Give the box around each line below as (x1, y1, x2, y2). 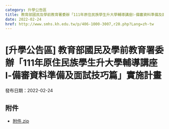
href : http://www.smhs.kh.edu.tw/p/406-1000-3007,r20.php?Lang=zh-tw (5, 21, 154, 27)
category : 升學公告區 (5, 7, 47, 13)
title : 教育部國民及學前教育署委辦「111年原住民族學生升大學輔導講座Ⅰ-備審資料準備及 (5, 12, 162, 17)
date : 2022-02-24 (5, 17, 42, 22)
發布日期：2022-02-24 (5, 88, 53, 94)
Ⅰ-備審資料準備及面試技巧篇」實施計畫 (5, 70, 162, 81)
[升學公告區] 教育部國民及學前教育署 (5, 45, 155, 56)
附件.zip (12, 118, 29, 124)
